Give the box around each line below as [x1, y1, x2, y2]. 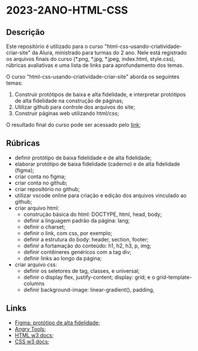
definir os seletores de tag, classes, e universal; [23, 267, 140, 274]
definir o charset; [23, 223, 66, 230]
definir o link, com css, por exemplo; [23, 229, 112, 237]
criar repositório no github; [14, 185, 80, 192]
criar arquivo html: [14, 204, 60, 211]
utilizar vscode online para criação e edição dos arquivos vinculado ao [14, 192, 187, 199]
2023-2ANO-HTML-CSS [6, 4, 128, 17]
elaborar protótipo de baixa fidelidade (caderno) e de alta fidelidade [14, 160, 180, 168]
